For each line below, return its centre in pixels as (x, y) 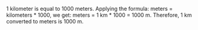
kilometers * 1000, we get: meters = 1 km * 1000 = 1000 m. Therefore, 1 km (99, 15)
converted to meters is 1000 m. (45, 21)
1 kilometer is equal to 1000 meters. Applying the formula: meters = (90, 9)
